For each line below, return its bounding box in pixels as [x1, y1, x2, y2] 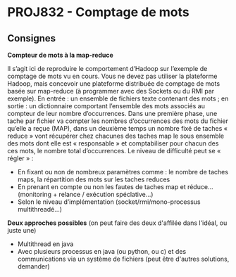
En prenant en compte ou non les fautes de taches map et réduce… [17, 183, 213, 191]
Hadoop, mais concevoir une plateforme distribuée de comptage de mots [7, 79, 221, 88]
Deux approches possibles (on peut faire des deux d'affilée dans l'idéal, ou [7, 219, 228, 227]
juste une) [7, 226, 37, 234]
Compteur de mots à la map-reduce [7, 51, 114, 59]
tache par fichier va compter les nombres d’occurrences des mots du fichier [7, 117, 229, 125]
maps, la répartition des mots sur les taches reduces [17, 175, 170, 183]
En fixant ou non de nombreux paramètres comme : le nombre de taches [17, 168, 229, 176]
